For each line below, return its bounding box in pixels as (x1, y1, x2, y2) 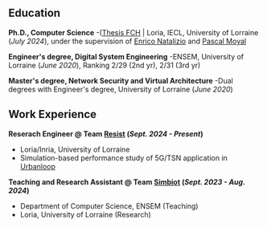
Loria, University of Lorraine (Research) (19, 209, 151, 219)
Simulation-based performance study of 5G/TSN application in (19, 152, 228, 163)
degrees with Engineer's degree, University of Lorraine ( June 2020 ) (8, 84, 233, 94)
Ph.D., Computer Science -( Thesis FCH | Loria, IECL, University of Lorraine (8, 27, 259, 37)
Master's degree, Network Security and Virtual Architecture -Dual (8, 75, 233, 85)
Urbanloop (19, 161, 56, 171)
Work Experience (8, 107, 97, 121)
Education (8, 6, 61, 20)
